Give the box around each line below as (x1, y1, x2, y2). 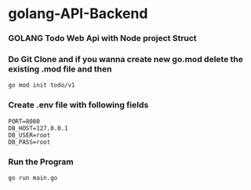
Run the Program (8, 156, 74, 167)
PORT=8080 (8, 117, 41, 126)
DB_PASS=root (8, 138, 51, 146)
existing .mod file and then (8, 64, 112, 75)
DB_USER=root (8, 131, 51, 139)
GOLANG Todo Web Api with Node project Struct (8, 33, 198, 44)
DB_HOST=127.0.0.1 (8, 124, 68, 132)
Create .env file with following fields (8, 100, 149, 111)
